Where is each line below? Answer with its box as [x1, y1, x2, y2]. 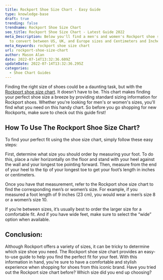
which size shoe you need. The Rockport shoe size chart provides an [5, 248, 143, 254]
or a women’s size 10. [5, 196, 48, 202]
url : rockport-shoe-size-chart [5, 48, 68, 52]
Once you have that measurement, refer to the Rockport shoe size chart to [5, 181, 154, 187]
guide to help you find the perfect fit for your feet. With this [19, 254, 137, 260]
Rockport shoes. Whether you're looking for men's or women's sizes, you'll [5, 99, 155, 105]
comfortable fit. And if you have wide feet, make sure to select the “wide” [5, 211, 152, 217]
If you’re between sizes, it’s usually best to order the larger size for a [5, 206, 142, 212]
